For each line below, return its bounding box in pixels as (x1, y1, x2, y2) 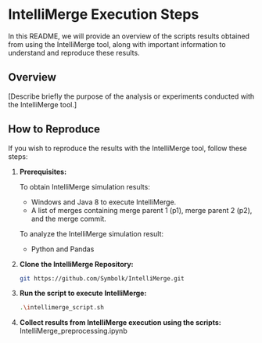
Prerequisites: (19, 167, 67, 176)
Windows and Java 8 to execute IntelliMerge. (31, 197, 177, 207)
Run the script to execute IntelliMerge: (19, 288, 147, 298)
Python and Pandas (31, 244, 95, 254)
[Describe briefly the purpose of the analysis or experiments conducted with (8, 92, 255, 101)
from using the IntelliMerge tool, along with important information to (8, 39, 226, 49)
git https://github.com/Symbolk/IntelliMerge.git (19, 274, 185, 283)
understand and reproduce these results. (8, 48, 140, 57)
